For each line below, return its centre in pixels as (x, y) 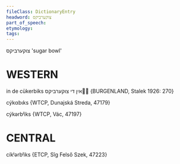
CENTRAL (31, 138)
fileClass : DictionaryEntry (41, 12)
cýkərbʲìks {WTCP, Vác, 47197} (44, 114)
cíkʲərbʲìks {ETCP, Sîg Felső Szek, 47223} (57, 154)
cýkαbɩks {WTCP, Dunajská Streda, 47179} (59, 103)
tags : (13, 34)
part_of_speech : (26, 23)
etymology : (20, 28)
